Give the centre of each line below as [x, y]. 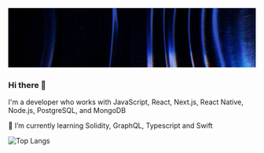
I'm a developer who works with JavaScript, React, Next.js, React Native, [126, 102]
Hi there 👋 [27, 85]
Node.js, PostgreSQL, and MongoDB [67, 110]
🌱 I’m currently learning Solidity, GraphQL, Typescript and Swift [111, 126]
